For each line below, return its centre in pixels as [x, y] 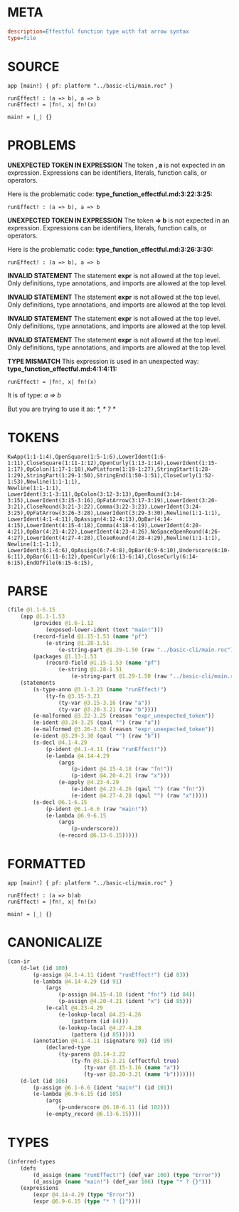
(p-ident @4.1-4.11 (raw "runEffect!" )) [106, 749]
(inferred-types [31, 1161]
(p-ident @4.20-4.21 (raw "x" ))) [121, 776]
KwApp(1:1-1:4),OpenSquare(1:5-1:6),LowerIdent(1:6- [87, 457]
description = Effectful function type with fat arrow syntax [99, 31]
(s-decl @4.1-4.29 [60, 743]
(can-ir [19, 961]
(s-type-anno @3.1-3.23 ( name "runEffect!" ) [100, 689]
